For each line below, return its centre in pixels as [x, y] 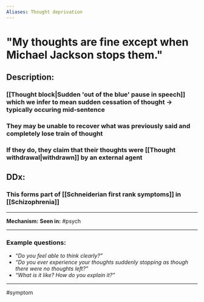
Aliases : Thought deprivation [45, 12]
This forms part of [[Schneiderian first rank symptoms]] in [94, 194]
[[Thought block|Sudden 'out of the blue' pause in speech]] [96, 95]
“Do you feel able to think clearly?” [59, 255]
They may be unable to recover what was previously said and [98, 126]
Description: [30, 77]
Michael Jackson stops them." [84, 55]
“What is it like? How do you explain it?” [65, 275]
